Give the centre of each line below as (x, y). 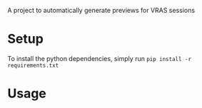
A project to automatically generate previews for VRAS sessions (101, 10)
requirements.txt (33, 65)
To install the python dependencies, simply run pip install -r (99, 58)
